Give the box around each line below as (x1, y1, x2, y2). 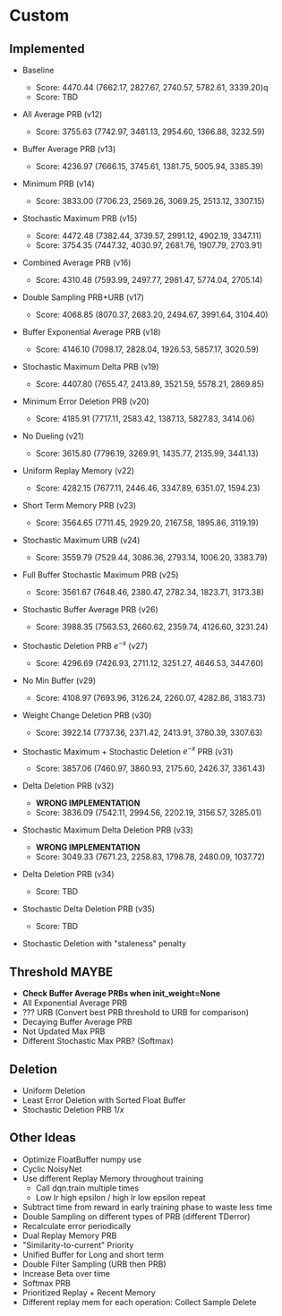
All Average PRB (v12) (21, 109, 103, 119)
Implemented (9, 41, 85, 56)
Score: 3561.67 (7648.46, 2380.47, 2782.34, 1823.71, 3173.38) (35, 587, 264, 597)
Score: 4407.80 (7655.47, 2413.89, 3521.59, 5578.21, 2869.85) (35, 379, 265, 389)
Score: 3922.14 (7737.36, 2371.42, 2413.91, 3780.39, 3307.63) (35, 727, 263, 738)
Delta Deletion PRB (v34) (21, 869, 115, 880)
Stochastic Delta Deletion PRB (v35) (21, 903, 155, 914)
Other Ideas (9, 1130, 76, 1146)
